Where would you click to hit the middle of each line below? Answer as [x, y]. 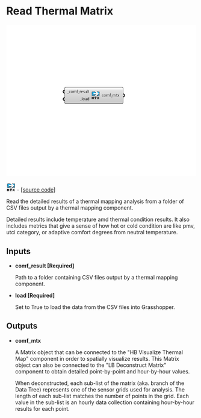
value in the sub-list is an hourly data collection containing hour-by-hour [104, 402]
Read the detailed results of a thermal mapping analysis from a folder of [95, 201]
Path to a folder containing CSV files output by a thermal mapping [96, 277]
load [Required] [35, 295]
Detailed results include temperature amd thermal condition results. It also [98, 220]
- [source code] [36, 190]
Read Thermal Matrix [60, 11]
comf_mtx [28, 340]
